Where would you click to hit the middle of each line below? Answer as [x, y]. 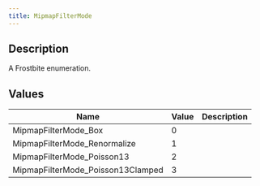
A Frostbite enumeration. [50, 68]
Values [26, 94]
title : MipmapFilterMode [50, 16]
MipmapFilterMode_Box [58, 131]
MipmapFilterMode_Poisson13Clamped [88, 170]
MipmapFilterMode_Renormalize [74, 144]
